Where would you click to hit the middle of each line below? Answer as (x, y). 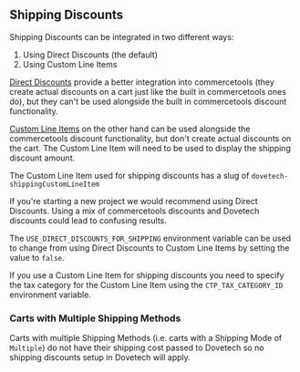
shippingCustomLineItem (55, 184)
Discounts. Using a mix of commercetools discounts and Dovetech (134, 211)
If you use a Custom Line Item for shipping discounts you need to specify (147, 275)
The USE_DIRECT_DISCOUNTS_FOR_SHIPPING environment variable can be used (150, 238)
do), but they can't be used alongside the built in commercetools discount (148, 101)
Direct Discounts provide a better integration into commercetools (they (142, 82)
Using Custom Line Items (70, 64)
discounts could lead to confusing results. (88, 220)
